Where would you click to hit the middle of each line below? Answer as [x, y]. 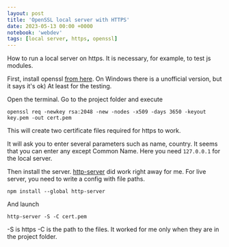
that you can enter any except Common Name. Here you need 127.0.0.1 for [114, 151]
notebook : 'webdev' [35, 32]
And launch [23, 204]
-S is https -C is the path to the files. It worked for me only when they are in [113, 229]
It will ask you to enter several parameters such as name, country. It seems [112, 144]
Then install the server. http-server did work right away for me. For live [107, 172]
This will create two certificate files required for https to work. [94, 131]
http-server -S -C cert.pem [47, 217]
